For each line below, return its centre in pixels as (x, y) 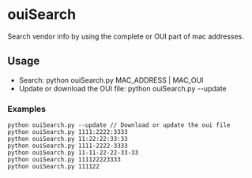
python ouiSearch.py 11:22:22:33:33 (68, 139)
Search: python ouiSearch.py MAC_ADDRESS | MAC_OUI (111, 80)
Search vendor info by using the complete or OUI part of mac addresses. (126, 36)
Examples (27, 109)
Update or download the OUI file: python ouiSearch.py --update (122, 88)
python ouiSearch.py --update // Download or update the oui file (119, 125)
